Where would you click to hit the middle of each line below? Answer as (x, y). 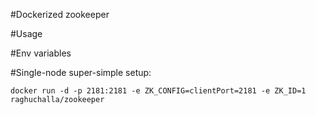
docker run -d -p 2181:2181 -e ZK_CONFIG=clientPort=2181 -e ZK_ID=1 (158, 91)
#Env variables (41, 53)
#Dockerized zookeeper (60, 14)
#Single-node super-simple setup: (81, 72)
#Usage (26, 33)
